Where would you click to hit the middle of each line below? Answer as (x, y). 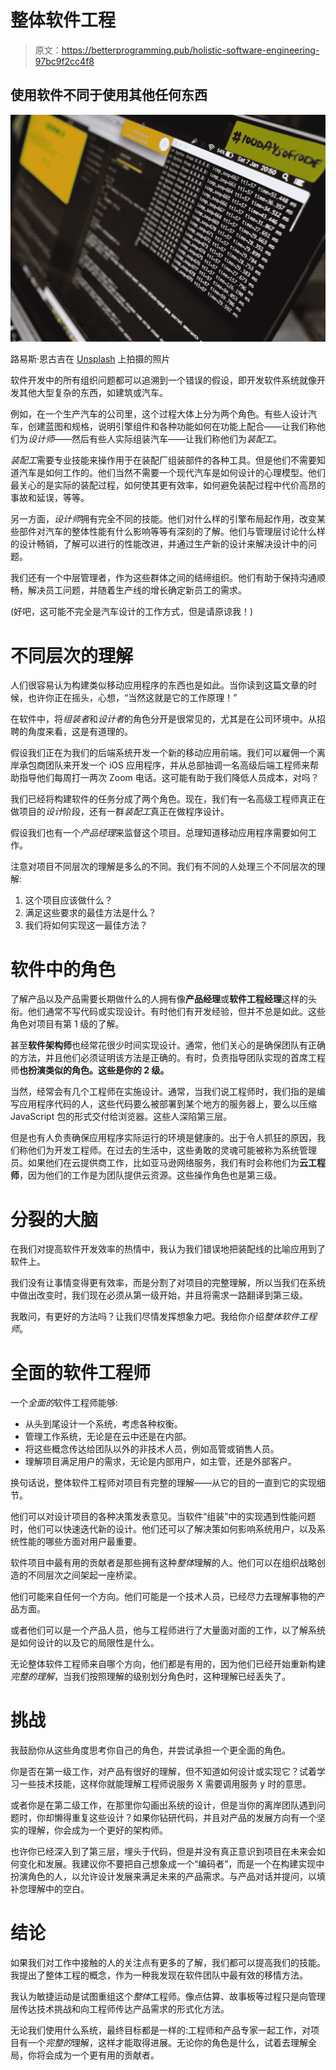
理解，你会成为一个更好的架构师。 (97, 1830)
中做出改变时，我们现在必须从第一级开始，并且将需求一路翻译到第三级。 (159, 1295)
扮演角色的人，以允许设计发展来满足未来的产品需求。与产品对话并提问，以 (163, 1877)
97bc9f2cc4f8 (64, 61)
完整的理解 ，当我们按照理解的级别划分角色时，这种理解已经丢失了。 (150, 1677)
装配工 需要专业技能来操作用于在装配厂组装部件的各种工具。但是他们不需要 (163, 460)
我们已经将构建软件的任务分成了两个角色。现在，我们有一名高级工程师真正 (163, 799)
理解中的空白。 (58, 1889)
